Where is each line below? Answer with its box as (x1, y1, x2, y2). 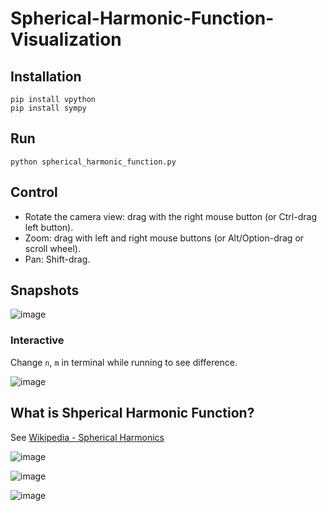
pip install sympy (10, 103, 87, 113)
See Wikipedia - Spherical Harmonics (10, 431, 165, 443)
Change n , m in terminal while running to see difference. (10, 356, 238, 368)
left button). (24, 221, 74, 233)
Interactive (10, 333, 65, 347)
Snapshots (10, 282, 80, 299)
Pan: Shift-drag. (24, 253, 91, 265)
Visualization (10, 28, 122, 51)
